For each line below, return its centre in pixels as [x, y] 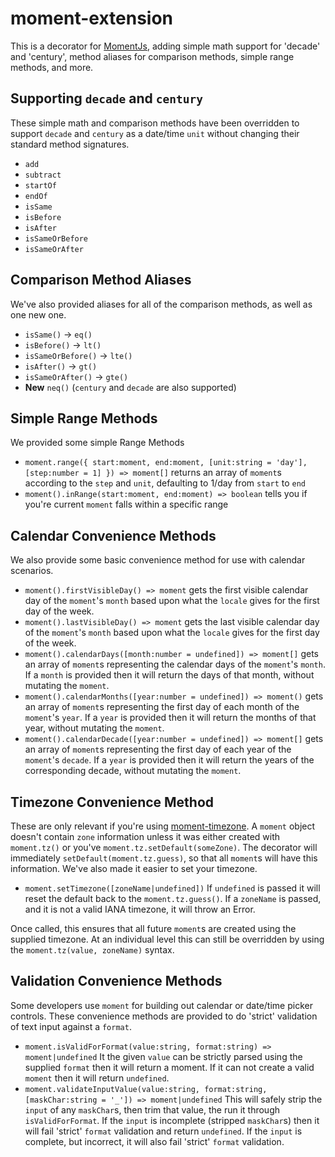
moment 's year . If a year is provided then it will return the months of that [170, 718]
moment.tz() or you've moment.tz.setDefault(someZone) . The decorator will [164, 847]
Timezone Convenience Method [112, 802]
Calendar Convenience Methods [113, 535]
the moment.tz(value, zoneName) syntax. [92, 950]
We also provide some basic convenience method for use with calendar [158, 560]
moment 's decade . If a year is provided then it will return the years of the [169, 760]
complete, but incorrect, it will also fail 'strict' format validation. [154, 1141]
